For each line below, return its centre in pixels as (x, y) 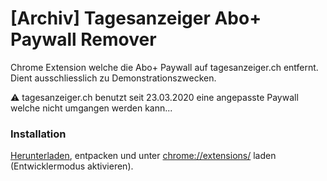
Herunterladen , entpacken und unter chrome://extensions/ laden (143, 156)
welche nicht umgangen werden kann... (91, 108)
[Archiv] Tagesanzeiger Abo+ (136, 18)
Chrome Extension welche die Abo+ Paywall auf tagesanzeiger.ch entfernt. (164, 67)
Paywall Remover (83, 39)
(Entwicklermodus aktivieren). (72, 166)
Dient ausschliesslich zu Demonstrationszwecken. (113, 78)
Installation (38, 134)
